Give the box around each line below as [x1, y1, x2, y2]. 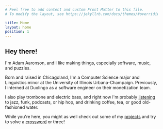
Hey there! [5, 47, 38, 56]
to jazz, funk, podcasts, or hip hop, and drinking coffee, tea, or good [5, 99, 142, 105]
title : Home [5, 20, 29, 25]
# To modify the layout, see [5, 12, 64, 16]
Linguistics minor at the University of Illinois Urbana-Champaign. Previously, [5, 79, 158, 85]
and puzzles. [5, 65, 31, 71]
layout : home [5, 25, 32, 29]
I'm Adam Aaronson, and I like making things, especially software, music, [5, 60, 151, 66]
